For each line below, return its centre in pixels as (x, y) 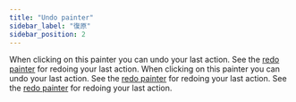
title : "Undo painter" (51, 17)
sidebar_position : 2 (48, 34)
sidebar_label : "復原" (50, 26)
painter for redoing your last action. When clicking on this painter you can (144, 69)
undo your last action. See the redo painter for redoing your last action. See (148, 79)
